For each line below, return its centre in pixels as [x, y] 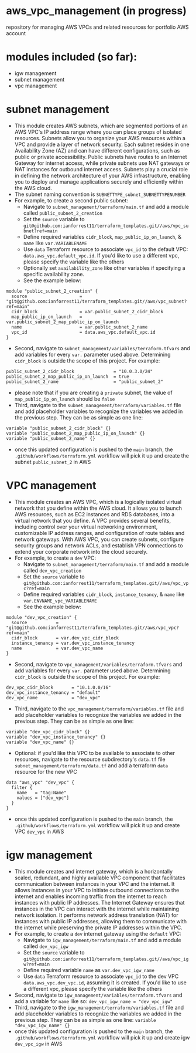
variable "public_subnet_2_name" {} [51, 438]
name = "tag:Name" [42, 793]
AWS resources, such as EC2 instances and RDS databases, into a [94, 514]
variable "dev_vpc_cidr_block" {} [48, 732]
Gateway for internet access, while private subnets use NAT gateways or [102, 163]
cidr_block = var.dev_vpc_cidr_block [65, 638]
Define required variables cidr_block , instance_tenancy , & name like [104, 594]
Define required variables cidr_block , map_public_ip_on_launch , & [102, 236]
